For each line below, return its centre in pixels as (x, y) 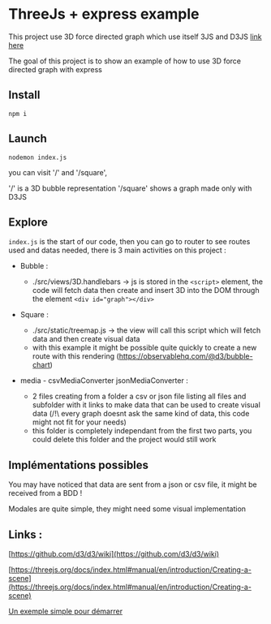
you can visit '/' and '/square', (58, 172)
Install (24, 95)
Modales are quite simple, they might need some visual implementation (127, 509)
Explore (28, 222)
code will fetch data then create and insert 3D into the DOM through (146, 290)
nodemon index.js (38, 157)
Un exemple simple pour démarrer (66, 611)
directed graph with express (56, 69)
